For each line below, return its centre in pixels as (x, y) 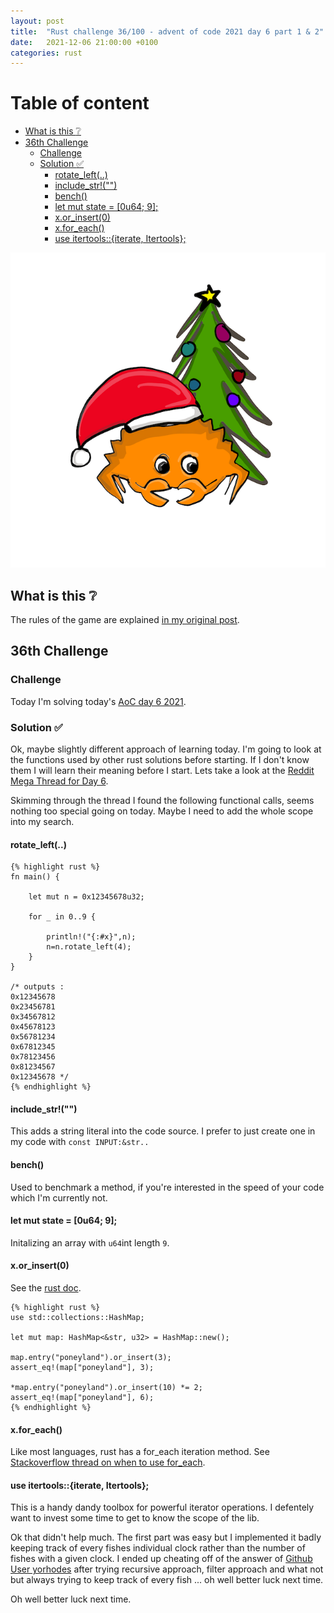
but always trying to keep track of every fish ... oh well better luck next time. (167, 1580)
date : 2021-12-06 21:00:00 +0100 (84, 42)
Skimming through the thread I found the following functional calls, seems (162, 800)
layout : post (37, 21)
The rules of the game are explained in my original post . (125, 619)
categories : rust (46, 53)
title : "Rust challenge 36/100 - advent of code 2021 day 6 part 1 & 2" (167, 31)
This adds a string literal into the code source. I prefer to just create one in (163, 1131)
